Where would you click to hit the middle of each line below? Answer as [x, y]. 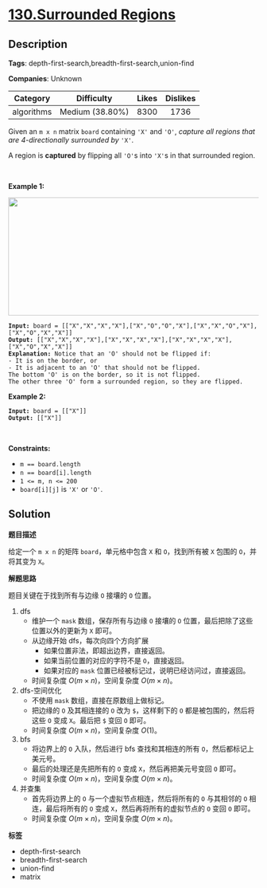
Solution [29, 515]
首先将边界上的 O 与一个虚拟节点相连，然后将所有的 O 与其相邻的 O [139, 798]
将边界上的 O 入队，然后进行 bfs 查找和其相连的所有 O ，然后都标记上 [143, 749]
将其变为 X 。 [29, 561]
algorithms [32, 112]
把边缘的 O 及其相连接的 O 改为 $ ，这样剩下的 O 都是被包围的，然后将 [143, 710]
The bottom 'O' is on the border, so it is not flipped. [104, 375]
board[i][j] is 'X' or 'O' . [61, 489]
